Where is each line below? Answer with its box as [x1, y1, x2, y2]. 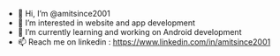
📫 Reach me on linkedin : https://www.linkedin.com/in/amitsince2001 [17, 37, 271, 47]
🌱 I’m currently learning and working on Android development [17, 27, 242, 37]
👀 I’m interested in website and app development [17, 17, 196, 28]
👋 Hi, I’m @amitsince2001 [17, 9, 110, 18]
